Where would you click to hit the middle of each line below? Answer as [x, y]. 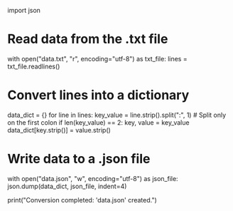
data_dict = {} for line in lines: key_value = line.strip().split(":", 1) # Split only [117, 115]
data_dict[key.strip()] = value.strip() [59, 130]
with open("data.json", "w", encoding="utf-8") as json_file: [93, 178]
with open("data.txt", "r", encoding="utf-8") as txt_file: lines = [97, 58]
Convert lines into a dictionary [98, 95]
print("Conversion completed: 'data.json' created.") [82, 200]
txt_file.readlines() [34, 66]
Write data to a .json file [79, 159]
